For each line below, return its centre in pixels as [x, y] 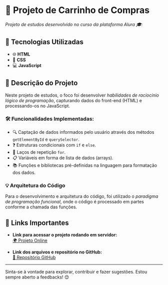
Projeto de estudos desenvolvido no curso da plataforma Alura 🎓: [74, 24]
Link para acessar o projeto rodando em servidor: [65, 234]
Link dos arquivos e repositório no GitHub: [57, 252]
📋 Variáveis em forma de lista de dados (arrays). [63, 158]
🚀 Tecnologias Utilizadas [44, 42]
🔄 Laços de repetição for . [39, 152]
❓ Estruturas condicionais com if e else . [54, 145]
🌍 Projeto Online [30, 240]
